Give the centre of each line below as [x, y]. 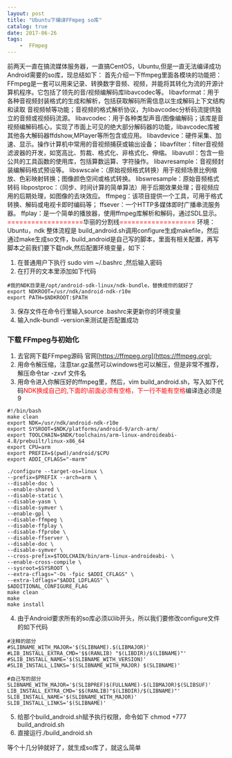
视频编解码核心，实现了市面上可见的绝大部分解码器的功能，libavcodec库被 [113, 127]
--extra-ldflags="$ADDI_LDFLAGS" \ [58, 581]
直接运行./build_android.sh [55, 733]
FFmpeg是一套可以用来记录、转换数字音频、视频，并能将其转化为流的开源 [113, 83]
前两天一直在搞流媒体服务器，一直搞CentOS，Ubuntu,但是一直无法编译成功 [114, 66]
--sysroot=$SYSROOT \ [38, 568]
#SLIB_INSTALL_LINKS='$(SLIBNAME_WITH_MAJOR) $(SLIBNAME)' [94, 666]
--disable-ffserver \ [38, 538]
